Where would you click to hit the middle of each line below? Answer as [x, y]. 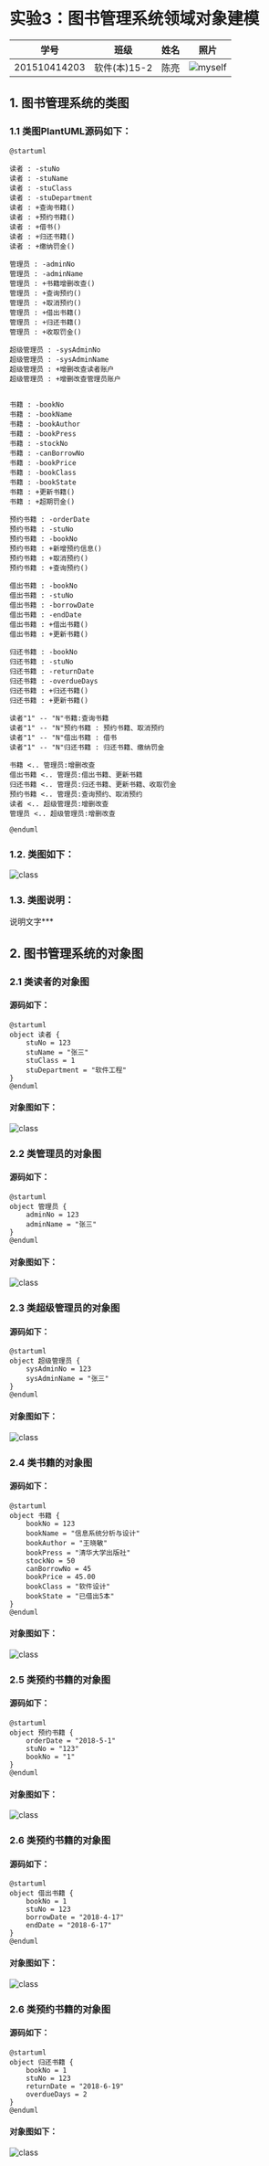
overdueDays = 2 [57, 2094]
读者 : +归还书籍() [42, 237]
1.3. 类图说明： [42, 899]
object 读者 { [35, 1035]
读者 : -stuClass [41, 188]
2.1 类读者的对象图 [49, 982]
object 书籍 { [35, 1515]
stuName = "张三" [57, 1052]
